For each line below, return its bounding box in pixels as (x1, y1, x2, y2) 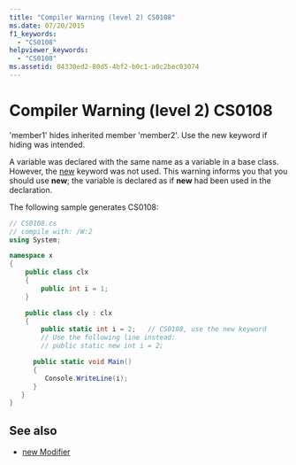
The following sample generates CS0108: (9, 201, 159, 213)
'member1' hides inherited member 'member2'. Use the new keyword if (9, 129, 268, 140)
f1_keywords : (9, 29, 57, 38)
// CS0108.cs (9, 219, 57, 228)
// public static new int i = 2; (41, 342, 164, 351)
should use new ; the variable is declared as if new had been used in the (9, 174, 271, 186)
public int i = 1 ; (41, 284, 109, 293)
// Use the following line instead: (41, 333, 176, 342)
